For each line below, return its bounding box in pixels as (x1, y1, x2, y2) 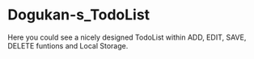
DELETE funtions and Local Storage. (7, 40, 129, 50)
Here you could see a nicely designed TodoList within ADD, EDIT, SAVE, (7, 32, 247, 42)
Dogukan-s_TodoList (7, 6, 150, 24)
